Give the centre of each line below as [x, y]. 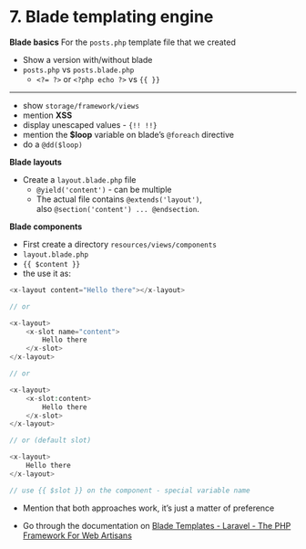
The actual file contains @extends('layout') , [119, 199]
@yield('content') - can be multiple [104, 189]
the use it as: [46, 273]
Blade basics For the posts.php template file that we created [123, 42]
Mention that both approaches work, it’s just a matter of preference [148, 508]
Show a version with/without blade [87, 59]
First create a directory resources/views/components [119, 244]
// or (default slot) [51, 440]
